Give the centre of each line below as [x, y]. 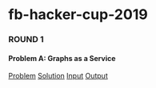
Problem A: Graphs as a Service [62, 58]
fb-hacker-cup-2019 [78, 15]
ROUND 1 [26, 40]
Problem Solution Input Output [58, 76]
